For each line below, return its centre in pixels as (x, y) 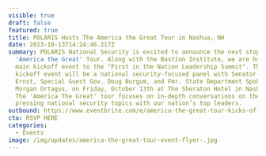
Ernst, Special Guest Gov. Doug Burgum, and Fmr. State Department (129, 81)
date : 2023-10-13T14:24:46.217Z (61, 45)
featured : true (33, 30)
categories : (28, 125)
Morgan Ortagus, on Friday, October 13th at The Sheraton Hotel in (129, 89)
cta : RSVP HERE (33, 118)
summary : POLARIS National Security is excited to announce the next (125, 52)
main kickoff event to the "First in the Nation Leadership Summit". (132, 67)
